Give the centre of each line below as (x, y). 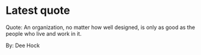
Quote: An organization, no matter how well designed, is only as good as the (101, 27)
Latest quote (38, 11)
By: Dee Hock (23, 45)
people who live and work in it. (44, 33)
